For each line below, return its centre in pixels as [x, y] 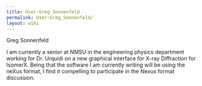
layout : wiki [23, 23]
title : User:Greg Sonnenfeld [43, 12]
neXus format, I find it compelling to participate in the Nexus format [90, 71]
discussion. [21, 78]
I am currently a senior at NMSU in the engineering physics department [95, 52]
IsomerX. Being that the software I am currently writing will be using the [96, 65]
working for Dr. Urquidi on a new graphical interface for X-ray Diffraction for [101, 59]
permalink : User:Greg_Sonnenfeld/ [50, 18]
